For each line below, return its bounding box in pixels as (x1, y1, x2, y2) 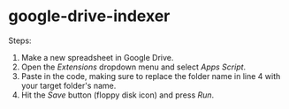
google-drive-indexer (8, 6, 171, 26)
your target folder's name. (20, 80, 117, 91)
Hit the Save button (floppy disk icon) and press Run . (20, 90, 215, 100)
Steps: (8, 35, 32, 46)
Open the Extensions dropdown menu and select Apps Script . (20, 62, 247, 72)
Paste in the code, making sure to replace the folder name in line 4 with (20, 70, 281, 81)
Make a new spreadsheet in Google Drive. (20, 52, 174, 62)
